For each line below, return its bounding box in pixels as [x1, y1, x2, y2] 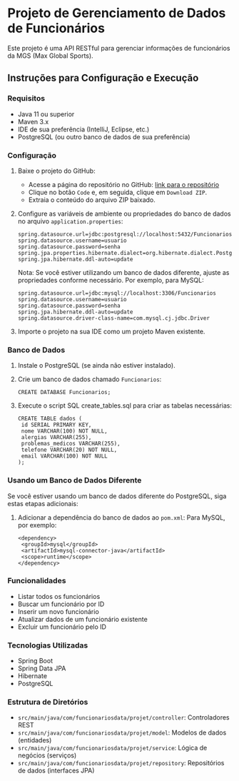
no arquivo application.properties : [17, 216, 123, 226]
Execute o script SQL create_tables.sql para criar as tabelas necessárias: [17, 401, 233, 410]
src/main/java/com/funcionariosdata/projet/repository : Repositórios [17, 759, 225, 767]
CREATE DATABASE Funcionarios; [17, 389, 111, 396]
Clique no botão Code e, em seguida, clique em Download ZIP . [28, 188, 208, 196]
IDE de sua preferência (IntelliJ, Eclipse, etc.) [17, 125, 150, 133]
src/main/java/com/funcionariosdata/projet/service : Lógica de [17, 744, 208, 752]
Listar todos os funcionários [17, 592, 101, 600]
